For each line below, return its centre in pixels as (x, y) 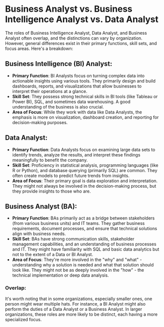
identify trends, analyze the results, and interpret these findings (76, 154)
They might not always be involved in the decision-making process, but (84, 186)
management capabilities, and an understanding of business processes (84, 244)
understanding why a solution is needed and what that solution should (83, 265)
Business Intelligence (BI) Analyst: (59, 64)
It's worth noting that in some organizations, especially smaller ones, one (79, 299)
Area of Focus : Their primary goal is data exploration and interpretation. (85, 181)
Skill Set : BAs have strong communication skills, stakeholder (73, 239)
